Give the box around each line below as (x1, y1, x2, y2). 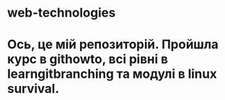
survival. (7, 81, 60, 97)
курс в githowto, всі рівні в (7, 51, 169, 67)
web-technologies (7, 5, 116, 21)
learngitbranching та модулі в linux (7, 66, 217, 82)
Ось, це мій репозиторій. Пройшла (7, 37, 219, 53)
